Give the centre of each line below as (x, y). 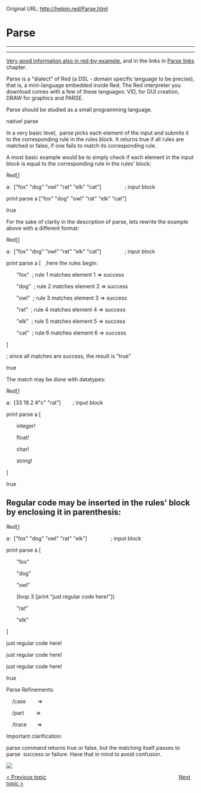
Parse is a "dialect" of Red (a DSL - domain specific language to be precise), (100, 79)
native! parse (22, 121)
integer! (26, 426)
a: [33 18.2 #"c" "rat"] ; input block (55, 402)
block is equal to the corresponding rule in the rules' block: (79, 163)
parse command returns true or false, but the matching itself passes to (93, 747)
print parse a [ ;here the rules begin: (52, 263)
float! (23, 437)
